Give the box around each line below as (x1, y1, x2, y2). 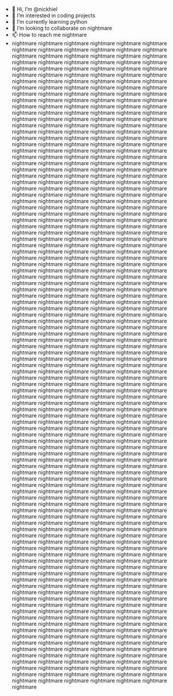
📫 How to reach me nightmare (11, 31, 87, 38)
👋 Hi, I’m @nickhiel (11, 6, 58, 12)
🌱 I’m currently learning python (11, 18, 88, 25)
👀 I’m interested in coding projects (11, 12, 96, 19)
